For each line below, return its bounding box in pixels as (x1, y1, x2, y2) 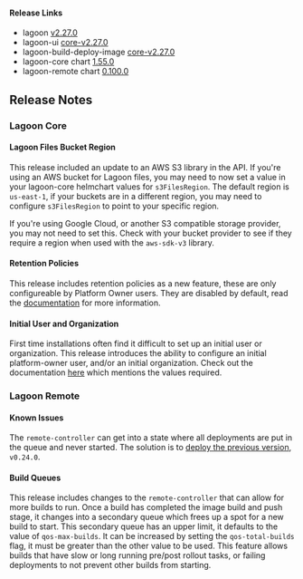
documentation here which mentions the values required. (9, 367, 223, 378)
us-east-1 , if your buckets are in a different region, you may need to (9, 190, 262, 201)
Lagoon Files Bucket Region (9, 141, 116, 153)
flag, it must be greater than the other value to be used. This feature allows (9, 540, 288, 552)
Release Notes (9, 92, 93, 108)
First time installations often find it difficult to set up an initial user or (9, 338, 262, 349)
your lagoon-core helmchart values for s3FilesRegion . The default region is (9, 181, 289, 192)
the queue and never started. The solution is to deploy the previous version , (9, 442, 292, 453)
